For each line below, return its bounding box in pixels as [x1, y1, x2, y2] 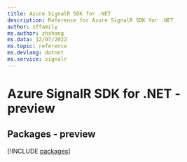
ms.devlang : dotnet [7, 50, 64, 57]
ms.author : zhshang [7, 29, 64, 37]
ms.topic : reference [7, 43, 68, 50]
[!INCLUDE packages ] [7, 147, 71, 155]
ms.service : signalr [7, 56, 68, 63]
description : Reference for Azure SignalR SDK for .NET [7, 17, 174, 24]
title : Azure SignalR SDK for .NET [7, 10, 111, 17]
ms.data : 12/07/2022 [7, 36, 68, 43]
